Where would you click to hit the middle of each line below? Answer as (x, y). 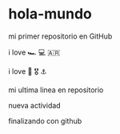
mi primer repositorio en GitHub (60, 36)
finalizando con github (45, 120)
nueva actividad (35, 105)
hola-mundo (50, 14)
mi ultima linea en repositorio (56, 90)
